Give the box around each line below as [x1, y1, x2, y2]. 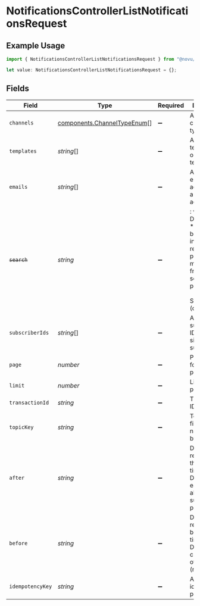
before [9, 540, 28, 546]
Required [157, 101, 185, 110]
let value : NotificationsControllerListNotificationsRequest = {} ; [6, 67, 177, 73]
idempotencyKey [9, 583, 52, 590]
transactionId [9, 399, 49, 406]
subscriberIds [9, 329, 49, 336]
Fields [6, 83, 30, 93]
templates [9, 148, 37, 154]
